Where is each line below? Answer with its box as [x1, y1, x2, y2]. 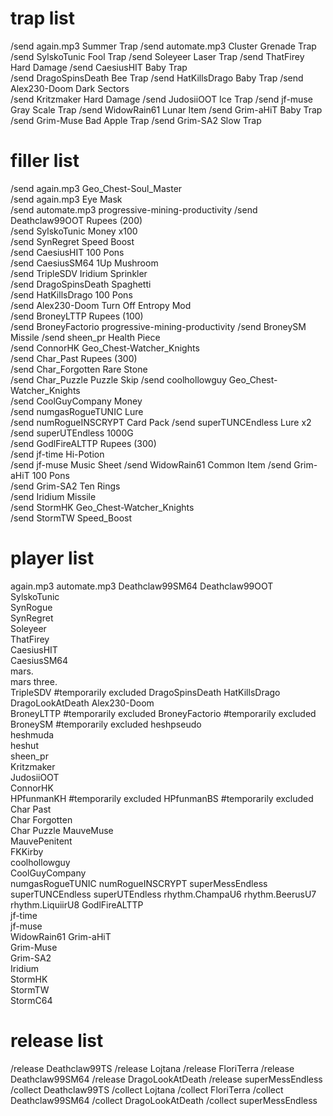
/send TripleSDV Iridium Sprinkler [10, 267, 148, 279]
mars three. [10, 675, 58, 687]
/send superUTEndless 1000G [10, 427, 134, 439]
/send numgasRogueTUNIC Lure [10, 405, 144, 417]
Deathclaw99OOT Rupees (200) [10, 214, 143, 226]
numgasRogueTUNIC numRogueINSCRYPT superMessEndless [10, 877, 268, 889]
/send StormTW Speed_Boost [10, 512, 132, 524]
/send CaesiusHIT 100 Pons [10, 246, 125, 258]
